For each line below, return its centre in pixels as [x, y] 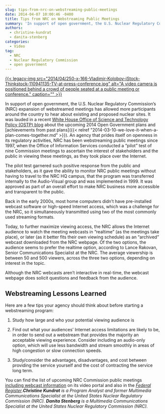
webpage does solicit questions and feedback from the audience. [71, 278]
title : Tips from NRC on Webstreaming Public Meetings [62, 19]
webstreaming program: [29, 310]
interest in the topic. [25, 263]
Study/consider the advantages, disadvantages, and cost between [79, 360]
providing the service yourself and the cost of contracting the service [82, 365]
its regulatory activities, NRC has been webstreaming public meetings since [82, 140]
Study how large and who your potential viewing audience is [73, 320]
